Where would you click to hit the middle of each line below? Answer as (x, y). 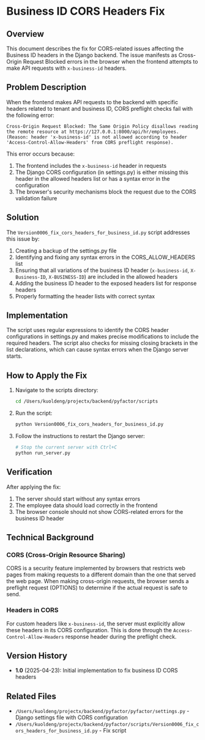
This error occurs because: (41, 154)
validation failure (36, 198)
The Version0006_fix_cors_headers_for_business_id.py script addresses (98, 232)
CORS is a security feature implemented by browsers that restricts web (96, 568)
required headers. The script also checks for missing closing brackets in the (102, 343)
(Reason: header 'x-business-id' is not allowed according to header (97, 137)
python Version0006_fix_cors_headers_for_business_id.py (89, 425)
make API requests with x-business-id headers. (66, 68)
